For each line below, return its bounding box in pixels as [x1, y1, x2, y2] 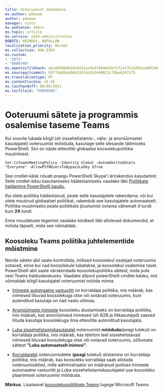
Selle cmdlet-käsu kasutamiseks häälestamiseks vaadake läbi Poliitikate [5, 178, 149, 184]
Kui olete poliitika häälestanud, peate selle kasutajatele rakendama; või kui [5, 193, 153, 199]
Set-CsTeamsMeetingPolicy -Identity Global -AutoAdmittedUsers [5, 161, 136, 165]
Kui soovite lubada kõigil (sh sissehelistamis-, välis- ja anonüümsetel [5, 135, 142, 141]
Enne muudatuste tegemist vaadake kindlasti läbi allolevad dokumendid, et [5, 218, 154, 224]
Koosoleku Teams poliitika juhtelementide [5, 237, 135, 245]
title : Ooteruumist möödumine [5, 7, 66, 12]
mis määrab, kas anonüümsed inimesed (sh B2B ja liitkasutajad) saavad [12, 312, 155, 318]
